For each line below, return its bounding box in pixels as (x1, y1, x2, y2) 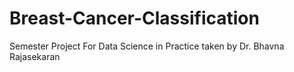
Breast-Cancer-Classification (9, 7, 260, 30)
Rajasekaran (9, 50, 61, 62)
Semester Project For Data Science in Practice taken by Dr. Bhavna (9, 40, 285, 52)
